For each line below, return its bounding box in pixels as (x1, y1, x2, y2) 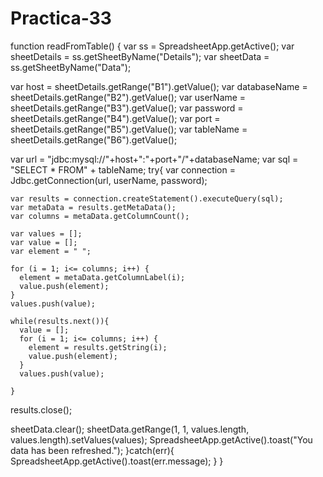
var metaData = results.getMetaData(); (10, 202, 177, 212)
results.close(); (10, 403, 73, 416)
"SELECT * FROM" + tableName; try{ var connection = (10, 163, 236, 176)
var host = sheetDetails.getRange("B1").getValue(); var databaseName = (10, 80, 308, 92)
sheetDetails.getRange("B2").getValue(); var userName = (10, 91, 247, 103)
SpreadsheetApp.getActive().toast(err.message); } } (10, 455, 224, 467)
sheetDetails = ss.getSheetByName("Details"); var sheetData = (10, 50, 270, 62)
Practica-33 (10, 7, 112, 30)
